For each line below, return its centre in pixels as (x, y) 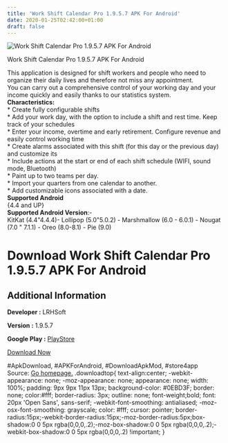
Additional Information (57, 295)
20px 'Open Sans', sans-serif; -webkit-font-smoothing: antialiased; (103, 403)
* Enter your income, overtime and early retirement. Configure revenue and (114, 132)
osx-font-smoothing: (37, 410)
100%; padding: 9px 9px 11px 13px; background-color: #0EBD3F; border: (111, 388)
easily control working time (46, 139)
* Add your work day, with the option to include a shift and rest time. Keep (112, 117)
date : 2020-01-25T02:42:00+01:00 (55, 20)
